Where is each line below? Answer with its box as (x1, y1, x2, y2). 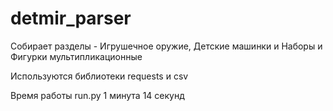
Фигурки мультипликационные (10, 50, 143, 62)
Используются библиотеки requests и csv (10, 70, 189, 82)
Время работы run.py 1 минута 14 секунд (10, 89, 185, 101)
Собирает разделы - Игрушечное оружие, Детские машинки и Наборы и (10, 40, 323, 52)
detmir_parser (10, 7, 132, 30)
